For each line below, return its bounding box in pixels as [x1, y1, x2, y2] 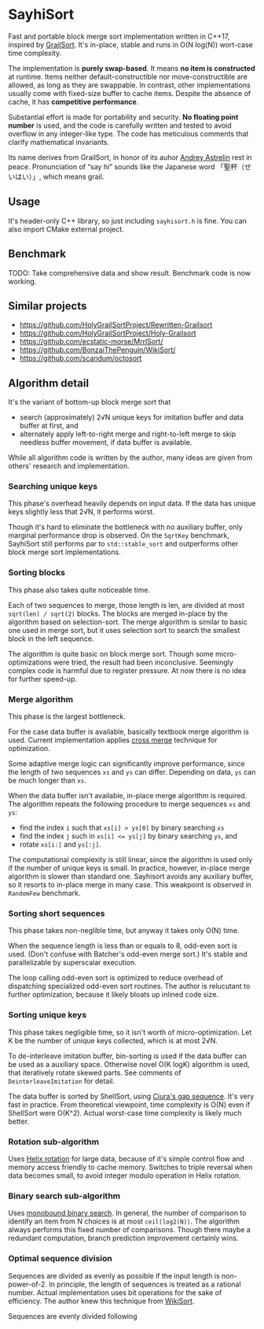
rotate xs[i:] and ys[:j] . [19, 840, 101, 850]
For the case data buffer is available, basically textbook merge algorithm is [8, 727, 249, 737]
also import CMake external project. [8, 224, 124, 234]
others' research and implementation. [8, 461, 130, 471]
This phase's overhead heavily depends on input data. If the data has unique [8, 498, 257, 509]
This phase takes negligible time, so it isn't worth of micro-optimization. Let [8, 1027, 252, 1037]
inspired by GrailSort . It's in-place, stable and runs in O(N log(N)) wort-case [8, 39, 253, 49]
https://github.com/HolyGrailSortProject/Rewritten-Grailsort [19, 320, 213, 330]
